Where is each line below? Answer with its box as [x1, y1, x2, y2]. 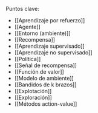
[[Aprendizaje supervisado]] [14, 42, 85, 50]
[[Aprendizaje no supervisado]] [14, 49, 93, 56]
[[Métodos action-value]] [14, 100, 77, 108]
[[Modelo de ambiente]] [14, 75, 74, 82]
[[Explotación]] [14, 88, 52, 94]
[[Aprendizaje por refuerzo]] [14, 17, 85, 24]
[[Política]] [14, 56, 41, 62]
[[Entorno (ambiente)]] [14, 30, 71, 37]
